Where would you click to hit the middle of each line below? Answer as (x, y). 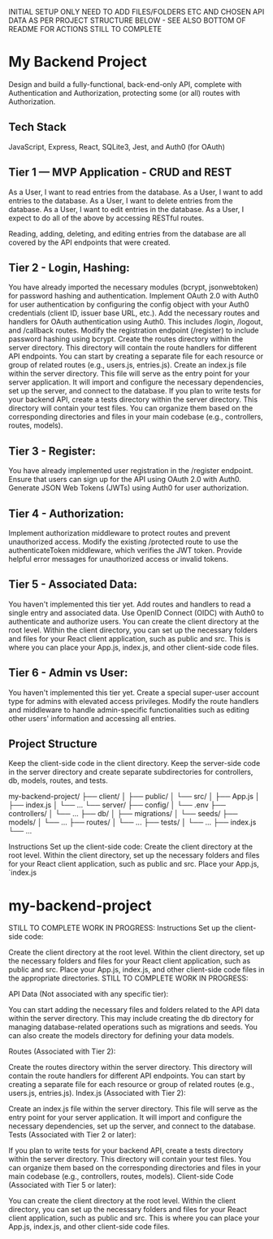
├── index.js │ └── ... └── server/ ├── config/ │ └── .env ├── (117, 805)
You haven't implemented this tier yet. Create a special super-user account (134, 692)
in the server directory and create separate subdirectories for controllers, (131, 772)
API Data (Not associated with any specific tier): (89, 994)
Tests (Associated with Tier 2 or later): (72, 1135)
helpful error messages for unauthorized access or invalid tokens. (119, 559)
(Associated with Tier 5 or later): (62, 1185)
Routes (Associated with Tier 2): (62, 1051)
